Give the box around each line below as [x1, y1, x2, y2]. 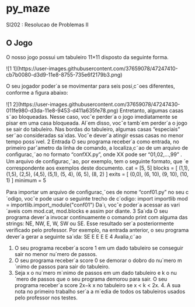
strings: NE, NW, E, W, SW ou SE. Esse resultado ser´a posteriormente [6, 220, 174, 227]
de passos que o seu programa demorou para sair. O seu [30, 275, 168, 282]
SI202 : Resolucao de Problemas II [6, 21, 89, 28]
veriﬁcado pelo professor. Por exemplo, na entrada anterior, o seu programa [6, 226, 189, 233]
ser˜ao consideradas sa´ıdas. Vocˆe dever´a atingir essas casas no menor [6, 132, 184, 139]
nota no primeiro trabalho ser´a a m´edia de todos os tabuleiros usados [14, 288, 186, 295]
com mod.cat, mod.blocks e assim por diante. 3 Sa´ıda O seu [21, 207, 168, 215]
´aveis [6, 207, 20, 215]
